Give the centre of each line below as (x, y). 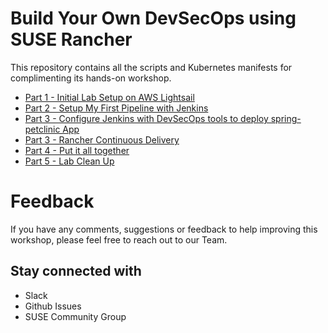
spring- (286, 118)
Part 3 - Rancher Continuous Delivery (102, 139)
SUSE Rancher (71, 39)
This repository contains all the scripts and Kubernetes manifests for (151, 67)
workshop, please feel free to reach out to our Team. (119, 239)
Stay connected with (76, 271)
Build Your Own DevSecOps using (153, 18)
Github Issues (53, 306)
